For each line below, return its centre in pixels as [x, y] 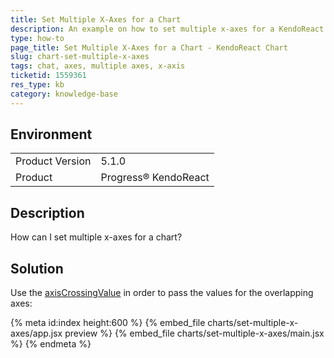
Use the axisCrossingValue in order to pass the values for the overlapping [162, 293]
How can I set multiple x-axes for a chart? [96, 237]
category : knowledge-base [64, 94]
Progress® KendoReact [155, 178]
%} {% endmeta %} [51, 344]
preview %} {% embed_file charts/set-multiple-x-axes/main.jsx [194, 333]
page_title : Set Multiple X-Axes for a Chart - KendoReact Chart [149, 47]
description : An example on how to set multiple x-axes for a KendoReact [167, 29]
